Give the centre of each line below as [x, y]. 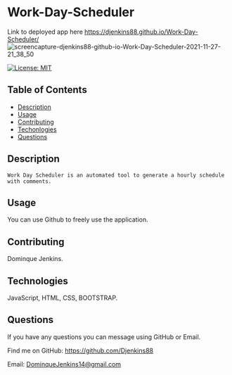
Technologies [38, 281]
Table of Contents [47, 90]
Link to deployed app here [45, 32]
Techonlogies [37, 129]
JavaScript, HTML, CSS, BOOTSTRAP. [63, 298]
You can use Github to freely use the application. [78, 220]
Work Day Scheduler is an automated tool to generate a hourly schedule [116, 175]
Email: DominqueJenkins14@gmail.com [64, 364]
